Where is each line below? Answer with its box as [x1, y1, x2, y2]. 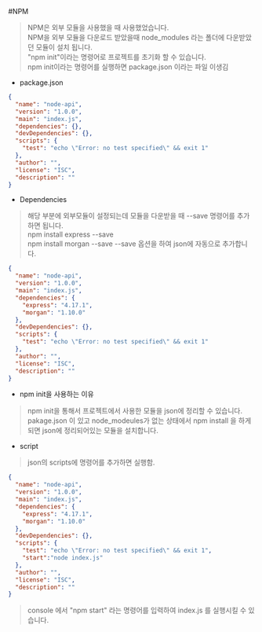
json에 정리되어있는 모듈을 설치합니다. [42, 426, 158, 435]
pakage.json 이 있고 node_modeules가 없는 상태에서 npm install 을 [27, 416, 237, 425]
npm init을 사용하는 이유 [19, 389, 94, 399]
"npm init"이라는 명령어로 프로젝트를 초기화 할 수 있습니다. [27, 53, 206, 61]
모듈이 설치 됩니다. [35, 42, 93, 52]
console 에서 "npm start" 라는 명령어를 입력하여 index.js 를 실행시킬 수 [27, 605, 247, 615]
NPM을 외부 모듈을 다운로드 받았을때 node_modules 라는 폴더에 [27, 33, 225, 42]
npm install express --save [27, 230, 114, 239]
